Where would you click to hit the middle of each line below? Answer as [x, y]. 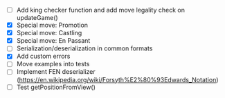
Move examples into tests [53, 64]
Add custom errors [43, 56]
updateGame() [37, 18]
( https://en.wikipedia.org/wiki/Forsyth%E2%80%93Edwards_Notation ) [117, 79]
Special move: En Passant [53, 41]
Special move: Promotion [52, 25]
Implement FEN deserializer [56, 72]
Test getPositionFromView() [56, 87]
